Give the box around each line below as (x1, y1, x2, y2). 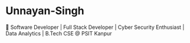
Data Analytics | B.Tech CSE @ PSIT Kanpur (5, 29, 113, 37)
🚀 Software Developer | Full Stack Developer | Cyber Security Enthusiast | (5, 24, 185, 31)
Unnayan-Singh (5, 4, 84, 18)
